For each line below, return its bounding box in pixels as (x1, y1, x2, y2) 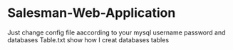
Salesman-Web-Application (7, 5, 176, 21)
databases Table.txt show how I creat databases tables (7, 35, 170, 44)
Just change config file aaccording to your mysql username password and (7, 28, 226, 37)
